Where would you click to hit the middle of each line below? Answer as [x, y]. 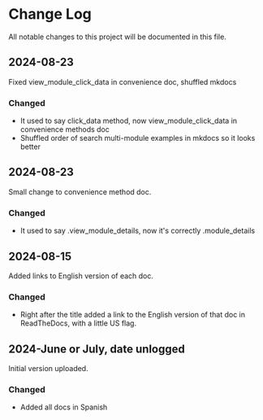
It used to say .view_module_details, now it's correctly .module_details [138, 231]
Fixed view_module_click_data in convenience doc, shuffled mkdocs [123, 81]
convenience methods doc [65, 129]
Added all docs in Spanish [64, 407]
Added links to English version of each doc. [81, 276]
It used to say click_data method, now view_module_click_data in [129, 121]
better [30, 147]
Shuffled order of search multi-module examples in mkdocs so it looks [138, 138]
